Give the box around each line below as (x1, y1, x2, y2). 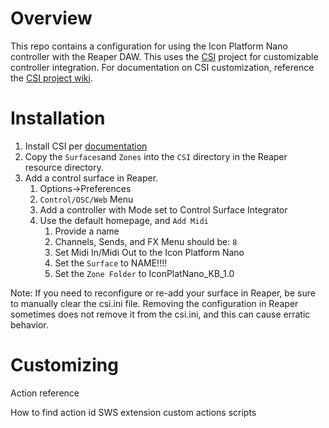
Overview (10, 7, 93, 30)
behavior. (10, 318, 49, 331)
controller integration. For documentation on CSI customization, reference (10, 61, 315, 73)
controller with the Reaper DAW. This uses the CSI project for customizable (10, 50, 319, 62)
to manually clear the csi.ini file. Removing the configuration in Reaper (10, 297, 299, 309)
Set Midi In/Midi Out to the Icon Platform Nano (54, 246, 245, 258)
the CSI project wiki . (10, 72, 93, 84)
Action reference (10, 387, 80, 399)
